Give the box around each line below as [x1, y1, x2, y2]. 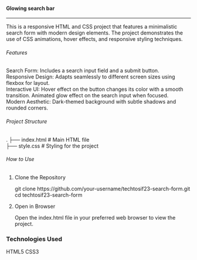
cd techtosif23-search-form [14, 191, 83, 199]
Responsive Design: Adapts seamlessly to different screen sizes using [6, 73, 175, 80]
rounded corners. [6, 104, 49, 111]
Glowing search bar [6, 5, 55, 12]
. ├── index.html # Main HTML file [6, 136, 90, 143]
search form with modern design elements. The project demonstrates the [6, 29, 184, 36]
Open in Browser [14, 203, 56, 210]
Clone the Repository [14, 173, 66, 181]
